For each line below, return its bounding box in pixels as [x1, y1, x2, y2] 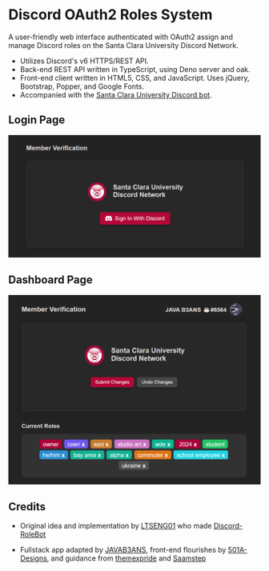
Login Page [8, 114, 66, 127]
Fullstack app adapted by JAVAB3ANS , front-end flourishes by [19, 545, 227, 555]
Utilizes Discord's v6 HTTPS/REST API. [19, 56, 150, 66]
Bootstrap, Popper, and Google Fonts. [19, 82, 144, 91]
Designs [19, 553, 48, 563]
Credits [8, 500, 46, 513]
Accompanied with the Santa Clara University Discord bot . [19, 90, 212, 99]
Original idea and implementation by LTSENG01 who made [19, 521, 212, 531]
